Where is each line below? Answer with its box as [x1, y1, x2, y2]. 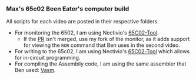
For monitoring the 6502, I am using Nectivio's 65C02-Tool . [14, 29, 159, 36]
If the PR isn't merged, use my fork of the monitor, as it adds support [23, 36, 190, 43]
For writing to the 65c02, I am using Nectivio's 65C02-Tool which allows [14, 48, 190, 55]
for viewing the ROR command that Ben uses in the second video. [23, 42, 181, 49]
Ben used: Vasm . [14, 67, 56, 74]
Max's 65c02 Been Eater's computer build [6, 5, 129, 13]
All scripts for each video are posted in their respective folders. [6, 18, 159, 25]
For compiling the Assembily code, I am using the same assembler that [14, 60, 187, 67]
